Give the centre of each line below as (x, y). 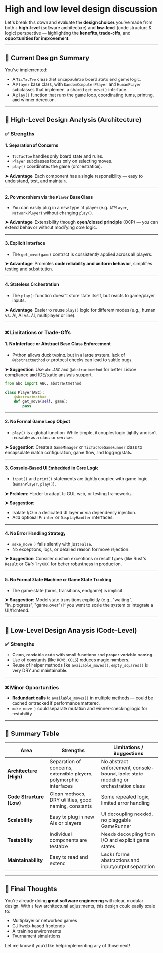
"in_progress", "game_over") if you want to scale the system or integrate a (79, 605)
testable (59, 846)
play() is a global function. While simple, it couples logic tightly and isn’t (84, 432)
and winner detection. (34, 100)
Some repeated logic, (126, 797)
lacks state (130, 774)
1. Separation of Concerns (32, 145)
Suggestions (128, 753)
